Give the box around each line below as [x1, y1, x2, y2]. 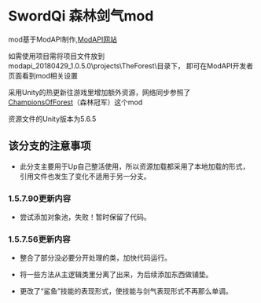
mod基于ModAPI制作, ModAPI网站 [8, 35, 118, 44]
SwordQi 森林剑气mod [8, 7, 154, 25]
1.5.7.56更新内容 [8, 233, 71, 244]
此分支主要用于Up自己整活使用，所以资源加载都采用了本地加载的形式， [19, 162, 250, 171]
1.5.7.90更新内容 [8, 193, 72, 204]
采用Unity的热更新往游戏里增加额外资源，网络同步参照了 [8, 87, 191, 97]
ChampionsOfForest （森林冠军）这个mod [8, 97, 143, 107]
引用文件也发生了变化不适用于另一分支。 [19, 171, 151, 181]
